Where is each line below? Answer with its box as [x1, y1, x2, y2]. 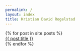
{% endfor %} [5, 41, 34, 47]
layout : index [5, 12, 35, 17]
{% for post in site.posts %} [5, 30, 63, 36]
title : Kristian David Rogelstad [5, 16, 75, 21]
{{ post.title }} [5, 35, 34, 41]
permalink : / [5, 7, 33, 12]
